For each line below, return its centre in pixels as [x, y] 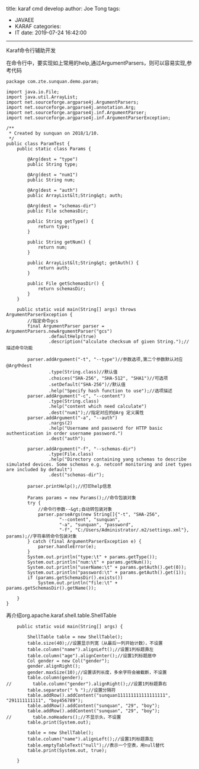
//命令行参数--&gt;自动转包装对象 [75, 509]
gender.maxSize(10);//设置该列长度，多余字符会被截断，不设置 [97, 673]
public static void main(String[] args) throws [76, 310]
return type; [54, 227]
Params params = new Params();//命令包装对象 [82, 498]
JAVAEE [24, 20]
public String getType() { [61, 221]
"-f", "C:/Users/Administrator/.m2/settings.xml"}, [124, 530]
